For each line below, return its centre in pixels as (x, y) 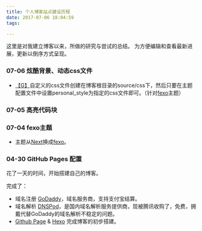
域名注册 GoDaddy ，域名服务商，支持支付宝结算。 (77, 199)
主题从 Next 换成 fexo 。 (42, 142)
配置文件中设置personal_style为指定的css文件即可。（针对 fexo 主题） (99, 93)
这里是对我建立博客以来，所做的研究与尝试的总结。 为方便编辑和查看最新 (97, 46)
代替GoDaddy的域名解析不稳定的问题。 (69, 214)
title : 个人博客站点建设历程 (38, 12)
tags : (13, 23)
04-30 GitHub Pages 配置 (44, 159)
